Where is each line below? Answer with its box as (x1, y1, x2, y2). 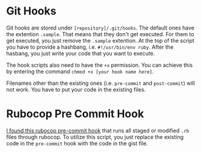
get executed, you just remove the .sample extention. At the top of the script (6, 37, 194, 44)
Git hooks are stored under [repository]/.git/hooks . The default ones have (6, 24, 194, 31)
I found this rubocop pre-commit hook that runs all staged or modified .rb (6, 126, 190, 134)
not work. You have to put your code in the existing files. (6, 86, 146, 93)
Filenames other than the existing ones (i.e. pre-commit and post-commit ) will (6, 80, 196, 87)
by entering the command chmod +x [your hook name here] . (6, 67, 155, 75)
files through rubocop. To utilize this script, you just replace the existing (6, 133, 184, 140)
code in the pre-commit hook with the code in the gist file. (6, 140, 149, 147)
